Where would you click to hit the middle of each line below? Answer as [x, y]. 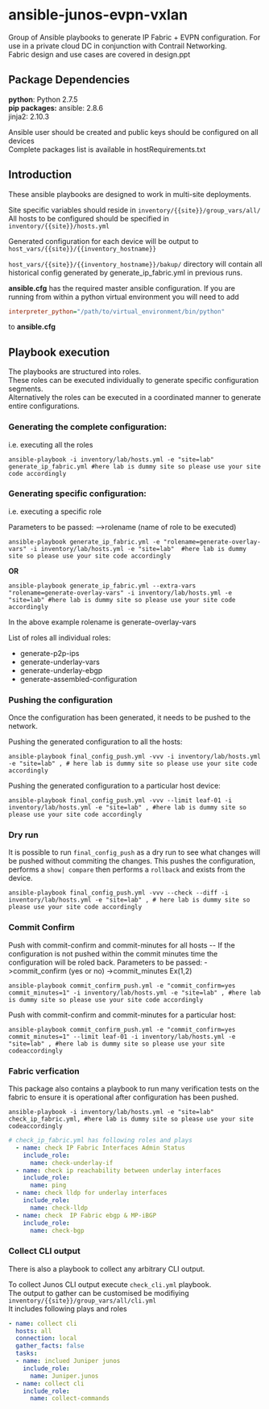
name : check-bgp [57, 1230]
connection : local [47, 1339]
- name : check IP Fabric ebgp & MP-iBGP [86, 1215]
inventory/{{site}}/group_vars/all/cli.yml [83, 1301]
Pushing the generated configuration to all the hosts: [95, 742]
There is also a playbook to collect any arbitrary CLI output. [107, 1268]
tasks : [27, 1354]
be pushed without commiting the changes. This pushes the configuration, [132, 861]
